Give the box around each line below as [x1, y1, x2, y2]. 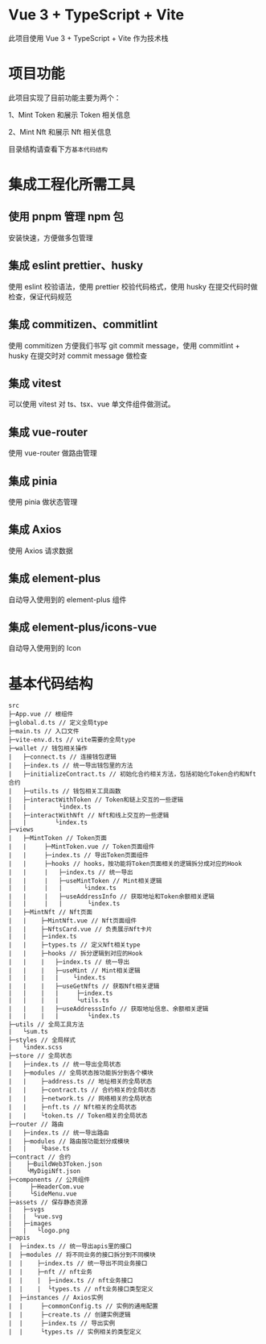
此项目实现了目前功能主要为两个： [8, 93, 121, 102]
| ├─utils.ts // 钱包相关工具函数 [8, 788, 121, 796]
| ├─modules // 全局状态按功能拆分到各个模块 [8, 1069, 154, 1077]
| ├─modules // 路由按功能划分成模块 [8, 1138, 130, 1146]
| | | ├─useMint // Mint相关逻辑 [8, 967, 141, 975]
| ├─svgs [8, 1205, 45, 1214]
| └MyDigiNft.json [8, 1167, 81, 1175]
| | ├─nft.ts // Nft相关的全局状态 [8, 1103, 137, 1112]
